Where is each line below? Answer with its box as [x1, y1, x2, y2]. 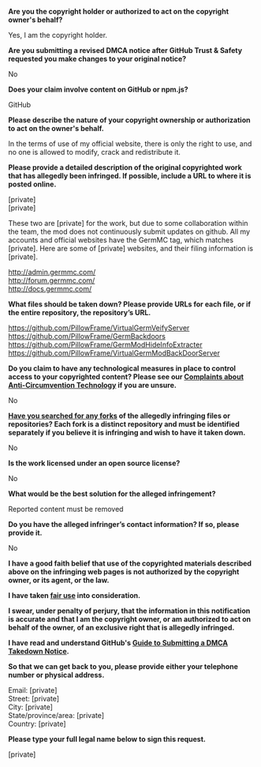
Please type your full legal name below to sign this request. [8, 735, 207, 743]
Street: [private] [8, 694, 60, 703]
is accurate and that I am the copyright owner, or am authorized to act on [8, 615, 252, 623]
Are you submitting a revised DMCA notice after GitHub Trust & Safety [8, 46, 243, 55]
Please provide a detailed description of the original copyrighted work [8, 163, 242, 172]
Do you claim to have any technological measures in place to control [8, 363, 237, 373]
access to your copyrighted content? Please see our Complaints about [8, 372, 244, 382]
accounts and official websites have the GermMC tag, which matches [8, 235, 234, 244]
